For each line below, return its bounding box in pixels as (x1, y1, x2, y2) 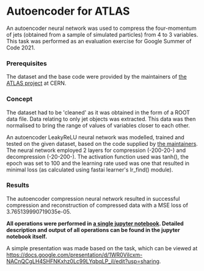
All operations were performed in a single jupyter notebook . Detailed (6, 220, 184, 227)
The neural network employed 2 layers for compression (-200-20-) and (6, 146, 186, 154)
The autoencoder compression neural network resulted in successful (6, 195, 180, 202)
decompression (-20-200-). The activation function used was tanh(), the (6, 153, 189, 160)
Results (6, 181, 29, 190)
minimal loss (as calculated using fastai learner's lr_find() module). (6, 166, 173, 173)
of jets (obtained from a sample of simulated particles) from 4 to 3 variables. (6, 31, 199, 38)
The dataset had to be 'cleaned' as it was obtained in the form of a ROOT (6, 109, 191, 116)
